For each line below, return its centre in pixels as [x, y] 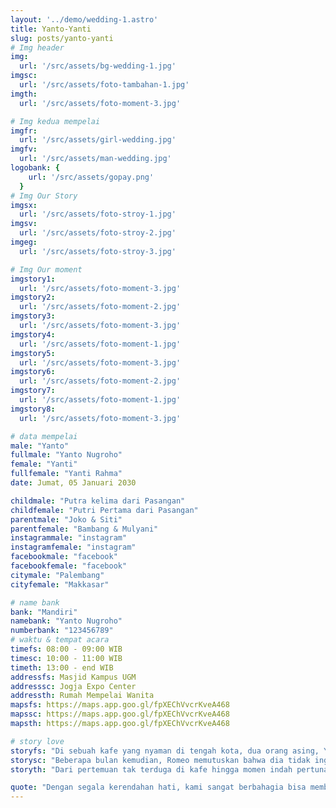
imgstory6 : [33, 372]
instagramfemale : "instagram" [73, 547]
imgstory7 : [33, 391]
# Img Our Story [44, 196]
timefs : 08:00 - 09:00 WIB [66, 649]
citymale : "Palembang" [57, 575]
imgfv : [24, 149]
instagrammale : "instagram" [69, 538]
